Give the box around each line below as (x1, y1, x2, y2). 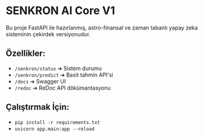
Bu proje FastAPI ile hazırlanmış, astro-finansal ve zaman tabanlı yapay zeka (6, 24, 198, 31)
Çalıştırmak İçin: (6, 102, 70, 112)
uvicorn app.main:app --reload (14, 126, 95, 132)
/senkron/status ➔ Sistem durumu (14, 64, 102, 72)
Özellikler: (6, 48, 46, 59)
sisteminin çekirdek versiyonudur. (6, 30, 91, 37)
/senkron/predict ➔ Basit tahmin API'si (14, 71, 114, 79)
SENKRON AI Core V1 (6, 4, 116, 18)
